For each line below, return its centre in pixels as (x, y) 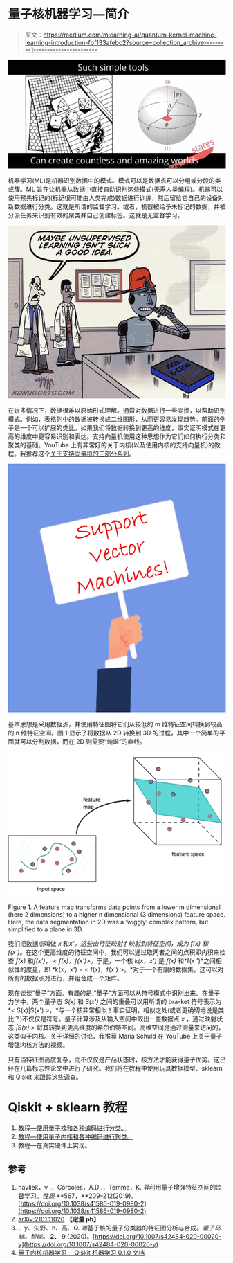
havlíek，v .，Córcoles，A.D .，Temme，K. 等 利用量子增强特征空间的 (117, 1187)
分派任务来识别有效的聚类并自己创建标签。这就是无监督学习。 (96, 215)
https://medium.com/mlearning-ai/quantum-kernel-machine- (130, 35)
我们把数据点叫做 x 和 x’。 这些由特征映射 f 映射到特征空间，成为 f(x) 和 (108, 943)
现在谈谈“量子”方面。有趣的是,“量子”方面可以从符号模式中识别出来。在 (108, 993)
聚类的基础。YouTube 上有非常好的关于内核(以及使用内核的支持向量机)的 (111, 445)
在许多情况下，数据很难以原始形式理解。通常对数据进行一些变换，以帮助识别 (117, 410)
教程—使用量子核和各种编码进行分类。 (72, 1128)
